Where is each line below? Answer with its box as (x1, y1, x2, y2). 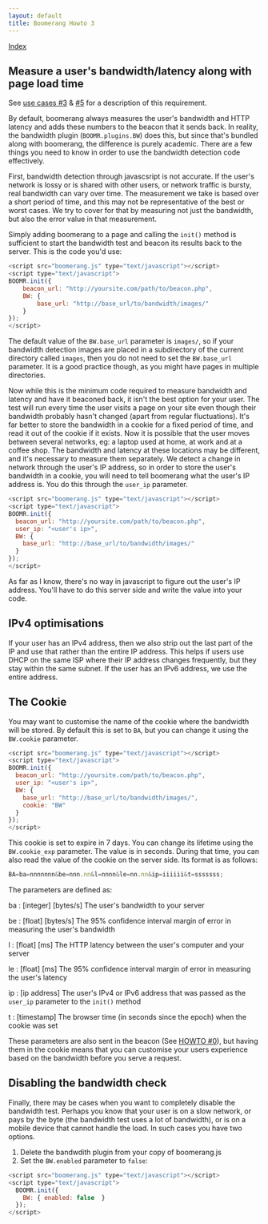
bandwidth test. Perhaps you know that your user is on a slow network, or (8, 1106, 252, 1116)
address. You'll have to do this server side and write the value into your (8, 585, 242, 594)
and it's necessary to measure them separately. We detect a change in (8, 454, 242, 464)
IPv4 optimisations (8, 617, 104, 630)
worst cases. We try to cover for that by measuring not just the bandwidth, (8, 206, 254, 215)
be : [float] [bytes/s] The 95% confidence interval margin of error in (8, 916, 232, 926)
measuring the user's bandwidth (8, 924, 116, 934)
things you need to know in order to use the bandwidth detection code (8, 147, 241, 157)
